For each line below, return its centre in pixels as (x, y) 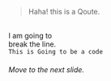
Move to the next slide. (47, 69)
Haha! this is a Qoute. (64, 12)
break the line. (32, 44)
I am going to (30, 36)
